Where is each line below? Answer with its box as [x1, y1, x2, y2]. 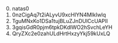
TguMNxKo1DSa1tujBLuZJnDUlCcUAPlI [11, 18, 108, 24]
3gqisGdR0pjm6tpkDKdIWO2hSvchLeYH [11, 24, 113, 31]
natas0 [11, 5, 29, 12]
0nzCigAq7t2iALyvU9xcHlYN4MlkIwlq [11, 11, 107, 18]
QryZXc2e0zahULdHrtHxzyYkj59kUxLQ [11, 30, 111, 37]
